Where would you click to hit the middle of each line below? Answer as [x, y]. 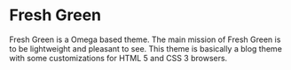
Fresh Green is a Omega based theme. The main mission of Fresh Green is [145, 39]
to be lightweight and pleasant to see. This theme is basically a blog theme [145, 48]
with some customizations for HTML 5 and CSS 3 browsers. [118, 58]
